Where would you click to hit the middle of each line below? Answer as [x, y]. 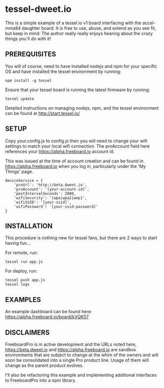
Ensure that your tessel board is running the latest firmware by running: [78, 90]
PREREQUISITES [31, 54]
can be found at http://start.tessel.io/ [42, 113]
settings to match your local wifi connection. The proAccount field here [77, 146]
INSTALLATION [29, 226]
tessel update [20, 99]
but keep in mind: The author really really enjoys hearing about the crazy [79, 33]
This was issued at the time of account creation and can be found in [74, 161]
